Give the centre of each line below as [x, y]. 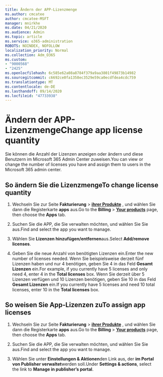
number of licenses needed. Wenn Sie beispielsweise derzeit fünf [78, 258]
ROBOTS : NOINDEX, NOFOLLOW [32, 46]
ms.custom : [16, 60]
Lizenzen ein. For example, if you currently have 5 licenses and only [80, 269]
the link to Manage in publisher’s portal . [53, 369]
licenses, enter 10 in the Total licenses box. [56, 290]
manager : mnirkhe [23, 23]
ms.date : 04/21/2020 [26, 28]
